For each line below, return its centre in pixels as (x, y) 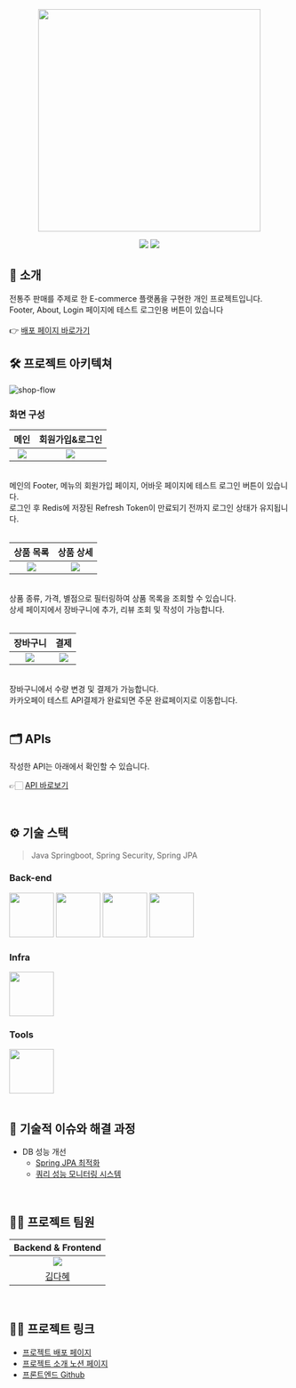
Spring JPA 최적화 (68, 1163)
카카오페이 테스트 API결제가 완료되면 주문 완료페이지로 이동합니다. (124, 700)
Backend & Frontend (58, 1247)
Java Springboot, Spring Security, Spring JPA (114, 855)
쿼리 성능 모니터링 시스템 (78, 1174)
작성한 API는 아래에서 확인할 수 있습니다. (80, 766)
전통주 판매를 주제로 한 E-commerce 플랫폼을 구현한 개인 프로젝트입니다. (136, 298)
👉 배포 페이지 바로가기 (50, 330)
